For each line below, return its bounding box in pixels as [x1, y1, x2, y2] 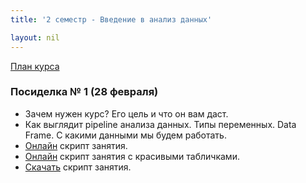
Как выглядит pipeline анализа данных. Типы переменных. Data [24, 118, 297, 130]
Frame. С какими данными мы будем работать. [24, 129, 227, 141]
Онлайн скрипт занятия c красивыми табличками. [24, 150, 240, 162]
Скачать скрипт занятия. [24, 161, 132, 173]
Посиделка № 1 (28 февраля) [10, 85, 159, 99]
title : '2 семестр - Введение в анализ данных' [10, 14, 213, 25]
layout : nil [10, 32, 60, 43]
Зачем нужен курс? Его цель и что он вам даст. [24, 107, 229, 120]
